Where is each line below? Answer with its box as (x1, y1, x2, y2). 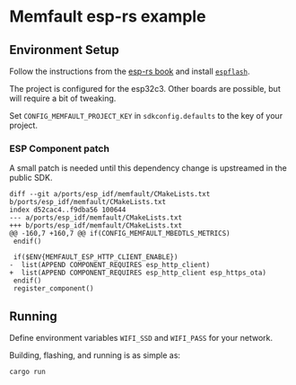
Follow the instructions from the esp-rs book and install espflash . (9, 66, 250, 76)
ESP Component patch (9, 142, 110, 155)
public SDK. (9, 173, 53, 184)
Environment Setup (9, 42, 119, 58)
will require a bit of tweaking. (9, 93, 117, 103)
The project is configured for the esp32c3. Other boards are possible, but (9, 84, 281, 94)
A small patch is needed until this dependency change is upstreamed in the (9, 163, 287, 174)
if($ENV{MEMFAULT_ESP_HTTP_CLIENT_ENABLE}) (13, 253, 178, 262)
